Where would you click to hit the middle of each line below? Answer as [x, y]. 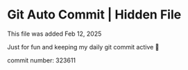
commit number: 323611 [42, 60]
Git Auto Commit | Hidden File [94, 15]
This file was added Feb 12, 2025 [54, 34]
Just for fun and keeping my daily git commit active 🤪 [83, 47]
